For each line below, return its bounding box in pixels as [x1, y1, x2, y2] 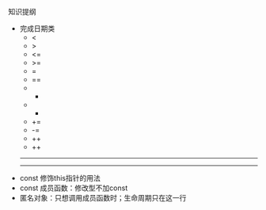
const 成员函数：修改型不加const [19, 183, 128, 193]
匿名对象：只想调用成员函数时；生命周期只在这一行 [19, 193, 187, 202]
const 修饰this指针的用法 [19, 174, 101, 182]
